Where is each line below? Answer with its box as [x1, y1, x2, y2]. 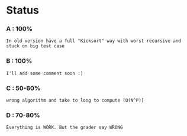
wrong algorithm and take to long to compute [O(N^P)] [6, 98, 144, 103]
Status [6, 4, 40, 17]
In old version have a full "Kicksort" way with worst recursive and [6, 38, 182, 44]
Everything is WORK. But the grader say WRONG [6, 125, 123, 131]
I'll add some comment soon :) [6, 70, 83, 76]
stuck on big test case [6, 43, 65, 49]
